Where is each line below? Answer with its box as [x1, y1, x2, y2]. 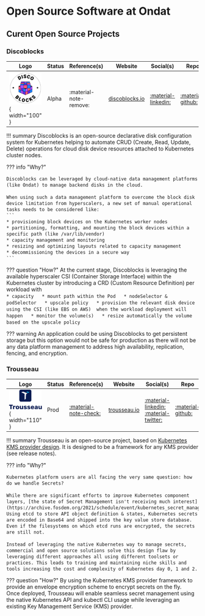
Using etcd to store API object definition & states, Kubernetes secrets [6, 511, 198, 517]
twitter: [144, 416, 163, 423]
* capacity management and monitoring [6, 237, 105, 243]
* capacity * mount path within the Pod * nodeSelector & [6, 293, 168, 299]
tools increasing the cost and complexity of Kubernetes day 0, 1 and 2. [6, 566, 198, 572]
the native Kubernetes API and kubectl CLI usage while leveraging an [6, 596, 180, 603]
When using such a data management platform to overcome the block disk [6, 194, 195, 200]
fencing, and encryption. [6, 349, 68, 357]
